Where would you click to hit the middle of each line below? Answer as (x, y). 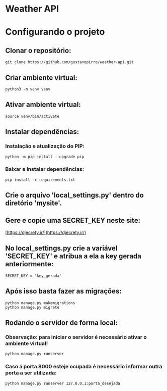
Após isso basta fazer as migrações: (63, 291)
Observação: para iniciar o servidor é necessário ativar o (76, 337)
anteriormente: (29, 264)
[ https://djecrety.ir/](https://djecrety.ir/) (46, 232)
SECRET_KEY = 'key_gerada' (33, 276)
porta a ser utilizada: (31, 373)
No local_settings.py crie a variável (61, 248)
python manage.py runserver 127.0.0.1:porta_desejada (63, 383)
